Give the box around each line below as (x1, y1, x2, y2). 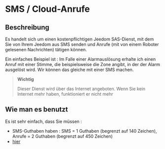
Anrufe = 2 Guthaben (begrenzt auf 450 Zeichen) (12, 133, 113, 139)
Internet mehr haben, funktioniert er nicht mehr (17, 91, 114, 97)
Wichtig (17, 76, 34, 82)
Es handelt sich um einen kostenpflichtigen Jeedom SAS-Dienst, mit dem (5, 36, 154, 42)
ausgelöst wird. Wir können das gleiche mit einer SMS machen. (5, 67, 134, 73)
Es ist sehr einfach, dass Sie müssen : (5, 118, 82, 124)
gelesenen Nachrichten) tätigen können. (5, 47, 87, 52)
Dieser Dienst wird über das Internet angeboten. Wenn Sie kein (17, 86, 146, 92)
